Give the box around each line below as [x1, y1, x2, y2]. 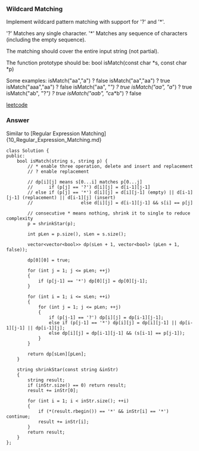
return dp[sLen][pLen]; [27, 351, 86, 357]
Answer [6, 116, 30, 125]
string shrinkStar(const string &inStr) [17, 366, 119, 372]
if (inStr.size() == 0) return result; [27, 382, 127, 388]
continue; [6, 413, 31, 419]
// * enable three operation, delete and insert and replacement [27, 163, 194, 169]
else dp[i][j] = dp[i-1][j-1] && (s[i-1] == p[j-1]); [48, 330, 185, 336]
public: [6, 153, 26, 159]
